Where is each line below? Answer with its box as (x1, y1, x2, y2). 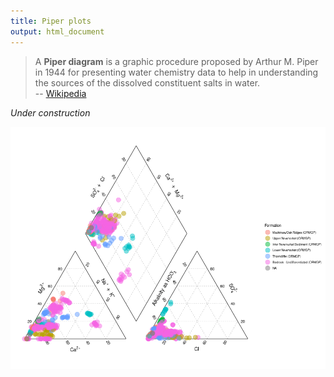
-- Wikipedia (34, 87, 87, 99)
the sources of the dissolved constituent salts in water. (34, 76, 261, 89)
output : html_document (10, 26, 105, 37)
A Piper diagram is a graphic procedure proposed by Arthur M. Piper (34, 55, 319, 67)
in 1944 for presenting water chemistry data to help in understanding (34, 66, 319, 78)
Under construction (10, 106, 91, 119)
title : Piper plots (10, 16, 92, 26)
